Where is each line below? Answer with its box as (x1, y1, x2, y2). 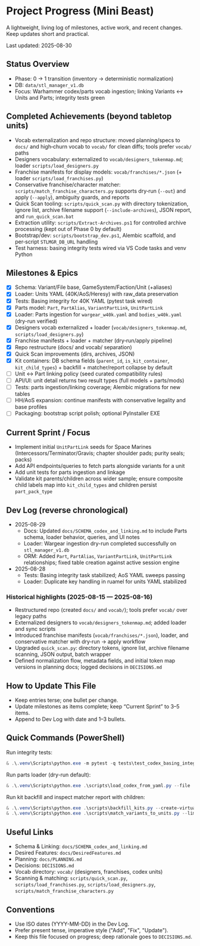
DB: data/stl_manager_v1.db (14, 81, 85, 88)
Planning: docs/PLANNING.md (14, 855, 82, 863)
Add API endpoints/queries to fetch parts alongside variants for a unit (14, 463, 185, 470)
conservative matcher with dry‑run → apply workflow (14, 638, 146, 645)
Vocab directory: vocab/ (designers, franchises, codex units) (14, 868, 163, 876)
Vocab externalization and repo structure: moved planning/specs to (14, 136, 180, 144)
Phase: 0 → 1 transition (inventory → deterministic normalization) (14, 75, 174, 82)
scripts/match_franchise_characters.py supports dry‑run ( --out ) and (14, 187, 186, 195)
